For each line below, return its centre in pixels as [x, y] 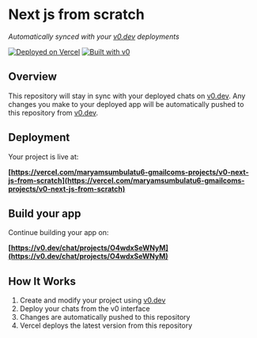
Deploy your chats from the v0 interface [85, 309]
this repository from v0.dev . [53, 112]
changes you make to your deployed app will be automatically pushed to [126, 104]
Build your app [45, 213]
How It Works [42, 281]
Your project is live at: [43, 157]
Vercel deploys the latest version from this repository [106, 325]
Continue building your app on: [59, 233]
